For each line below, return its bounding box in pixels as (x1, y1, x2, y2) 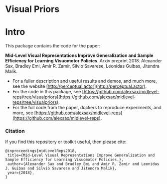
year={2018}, (7, 171, 35, 176)
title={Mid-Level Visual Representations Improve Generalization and (7, 153, 155, 158)
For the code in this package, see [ (12, 89, 84, 95)
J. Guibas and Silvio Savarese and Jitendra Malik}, (5, 166, 117, 171)
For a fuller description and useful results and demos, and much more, (12, 78, 157, 84)
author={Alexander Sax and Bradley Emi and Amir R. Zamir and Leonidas (7, 162, 160, 167)
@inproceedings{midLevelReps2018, (5, 149, 77, 154)
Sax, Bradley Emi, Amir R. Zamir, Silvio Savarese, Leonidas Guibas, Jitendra (5, 63, 160, 69)
